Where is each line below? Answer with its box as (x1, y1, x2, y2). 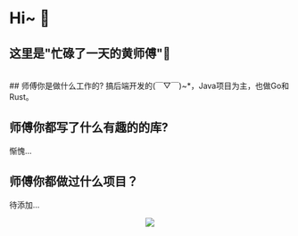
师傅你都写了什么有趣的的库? (9, 120, 169, 135)
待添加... (9, 199, 40, 210)
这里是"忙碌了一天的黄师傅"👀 (9, 45, 171, 61)
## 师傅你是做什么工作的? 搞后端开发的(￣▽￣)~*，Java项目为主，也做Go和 (9, 80, 290, 91)
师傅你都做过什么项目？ (9, 174, 138, 190)
